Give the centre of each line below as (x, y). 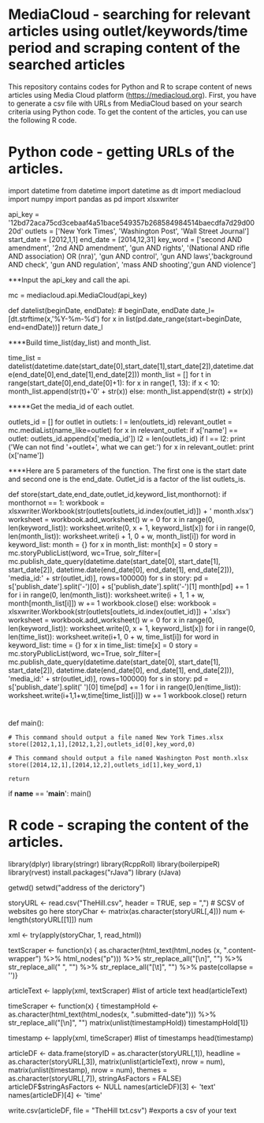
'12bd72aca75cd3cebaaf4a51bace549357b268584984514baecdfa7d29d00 (131, 222)
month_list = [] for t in (176, 374)
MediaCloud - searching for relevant (129, 15)
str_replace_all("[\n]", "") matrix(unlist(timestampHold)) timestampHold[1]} (128, 1022)
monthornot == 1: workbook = (56, 502)
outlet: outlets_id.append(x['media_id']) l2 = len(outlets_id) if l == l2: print (127, 438)
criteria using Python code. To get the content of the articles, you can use (128, 111)
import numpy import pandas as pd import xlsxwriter (93, 199)
